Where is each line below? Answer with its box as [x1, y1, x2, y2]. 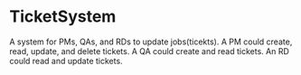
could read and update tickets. [9, 55, 124, 66]
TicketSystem [9, 6, 117, 27]
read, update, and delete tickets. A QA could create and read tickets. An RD [9, 45, 289, 56]
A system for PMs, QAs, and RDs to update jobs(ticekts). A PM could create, [9, 36, 293, 47]
